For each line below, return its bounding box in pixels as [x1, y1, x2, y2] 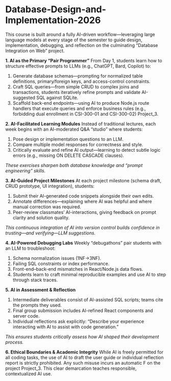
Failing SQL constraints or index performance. [12, 260, 110, 267]
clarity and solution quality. [12, 215, 70, 221]
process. [5, 339, 24, 345]
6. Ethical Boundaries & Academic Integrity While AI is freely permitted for [5, 349, 163, 355]
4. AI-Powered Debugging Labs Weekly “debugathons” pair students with [5, 240, 162, 246]
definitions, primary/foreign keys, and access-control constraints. [12, 78, 151, 84]
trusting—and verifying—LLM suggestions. [5, 230, 96, 236]
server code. [12, 313, 40, 319]
